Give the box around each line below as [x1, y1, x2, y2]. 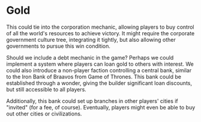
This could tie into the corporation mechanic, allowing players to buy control [6, 23, 194, 30]
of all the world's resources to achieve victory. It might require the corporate [6, 29, 195, 36]
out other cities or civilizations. [6, 110, 82, 117]
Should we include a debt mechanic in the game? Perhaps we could [6, 54, 174, 61]
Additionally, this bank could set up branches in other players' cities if [6, 97, 178, 105]
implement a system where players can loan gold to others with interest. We [6, 60, 194, 68]
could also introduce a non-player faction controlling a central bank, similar [6, 66, 192, 74]
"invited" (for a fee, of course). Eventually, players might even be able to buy [6, 103, 196, 111]
